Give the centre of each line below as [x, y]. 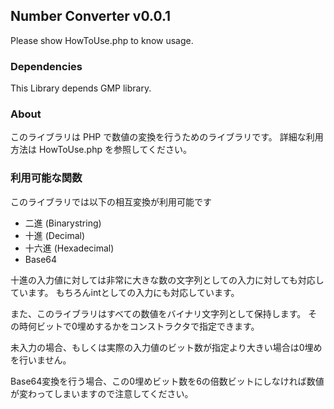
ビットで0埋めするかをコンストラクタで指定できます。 [148, 326]
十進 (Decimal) [55, 235]
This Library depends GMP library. [81, 88]
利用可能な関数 [46, 178]
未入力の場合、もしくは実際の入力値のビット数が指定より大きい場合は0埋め [166, 347]
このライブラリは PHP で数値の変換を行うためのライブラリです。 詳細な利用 [167, 137]
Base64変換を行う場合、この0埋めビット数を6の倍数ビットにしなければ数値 [167, 381]
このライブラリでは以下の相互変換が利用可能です [111, 201]
